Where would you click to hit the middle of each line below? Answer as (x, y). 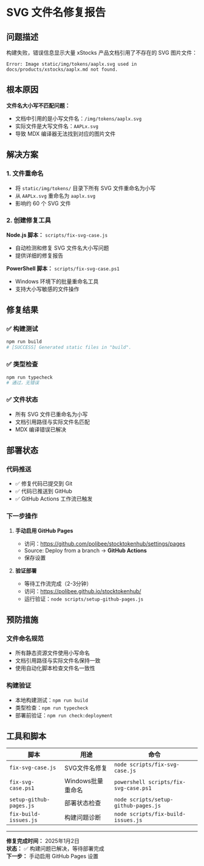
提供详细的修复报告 (39, 255)
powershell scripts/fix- (150, 782)
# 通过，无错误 (23, 383)
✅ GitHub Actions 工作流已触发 (54, 499)
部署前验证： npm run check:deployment (64, 715)
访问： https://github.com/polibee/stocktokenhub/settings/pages (105, 543)
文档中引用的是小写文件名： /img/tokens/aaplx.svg (78, 118)
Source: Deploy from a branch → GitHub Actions (85, 550)
